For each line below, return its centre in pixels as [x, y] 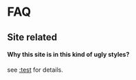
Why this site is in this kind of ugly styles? [68, 55]
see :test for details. [35, 70]
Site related [32, 37]
